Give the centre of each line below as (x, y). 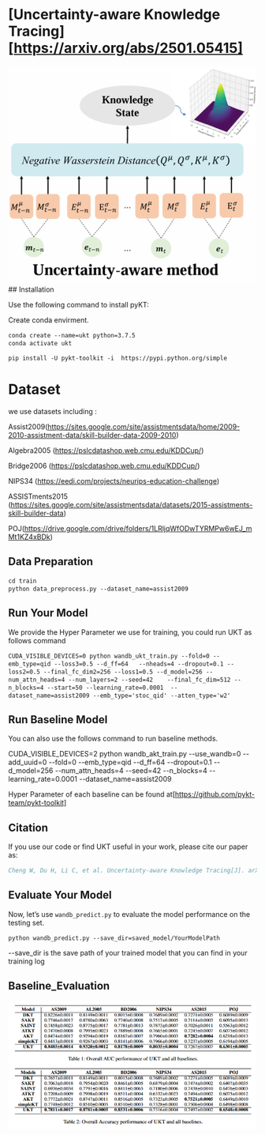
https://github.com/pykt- (215, 794)
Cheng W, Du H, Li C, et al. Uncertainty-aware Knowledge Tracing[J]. (127, 871)
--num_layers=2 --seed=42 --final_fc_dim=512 (149, 680)
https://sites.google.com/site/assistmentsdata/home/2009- (144, 426)
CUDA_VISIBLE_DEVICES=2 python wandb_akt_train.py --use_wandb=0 (125, 754)
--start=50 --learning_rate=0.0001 (105, 688)
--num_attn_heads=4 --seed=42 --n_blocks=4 (131, 771)
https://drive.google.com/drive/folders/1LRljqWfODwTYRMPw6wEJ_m (138, 528)
